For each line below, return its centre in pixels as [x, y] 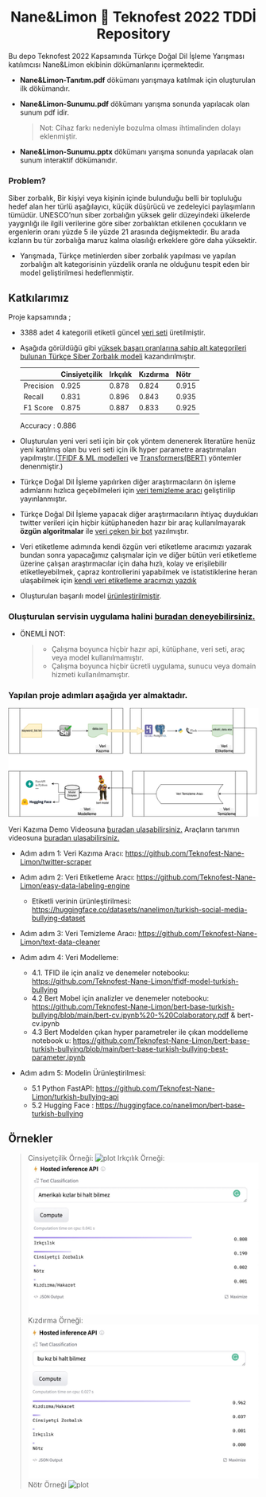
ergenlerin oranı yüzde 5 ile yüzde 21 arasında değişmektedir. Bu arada [124, 232]
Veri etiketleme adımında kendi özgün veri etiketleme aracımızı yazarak [136, 547]
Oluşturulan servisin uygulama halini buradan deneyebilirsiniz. [132, 616]
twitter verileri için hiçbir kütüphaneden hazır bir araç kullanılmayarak [133, 523]
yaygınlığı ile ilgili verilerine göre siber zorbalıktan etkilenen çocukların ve [128, 224]
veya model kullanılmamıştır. [98, 658]
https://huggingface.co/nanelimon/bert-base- [170, 1105]
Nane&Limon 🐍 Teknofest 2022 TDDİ [133, 17]
